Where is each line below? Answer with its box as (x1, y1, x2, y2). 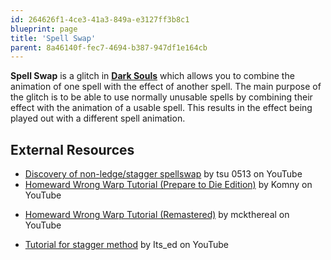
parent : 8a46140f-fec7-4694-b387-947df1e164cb (10, 42, 208, 53)
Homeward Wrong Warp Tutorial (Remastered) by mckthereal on (24, 209, 290, 221)
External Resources (10, 141, 135, 158)
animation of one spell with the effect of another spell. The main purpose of (10, 81, 322, 93)
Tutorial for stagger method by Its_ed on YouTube (24, 239, 229, 251)
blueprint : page (10, 24, 78, 34)
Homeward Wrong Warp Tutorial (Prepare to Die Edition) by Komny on (24, 179, 313, 191)
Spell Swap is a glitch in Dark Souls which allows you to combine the (10, 70, 295, 82)
